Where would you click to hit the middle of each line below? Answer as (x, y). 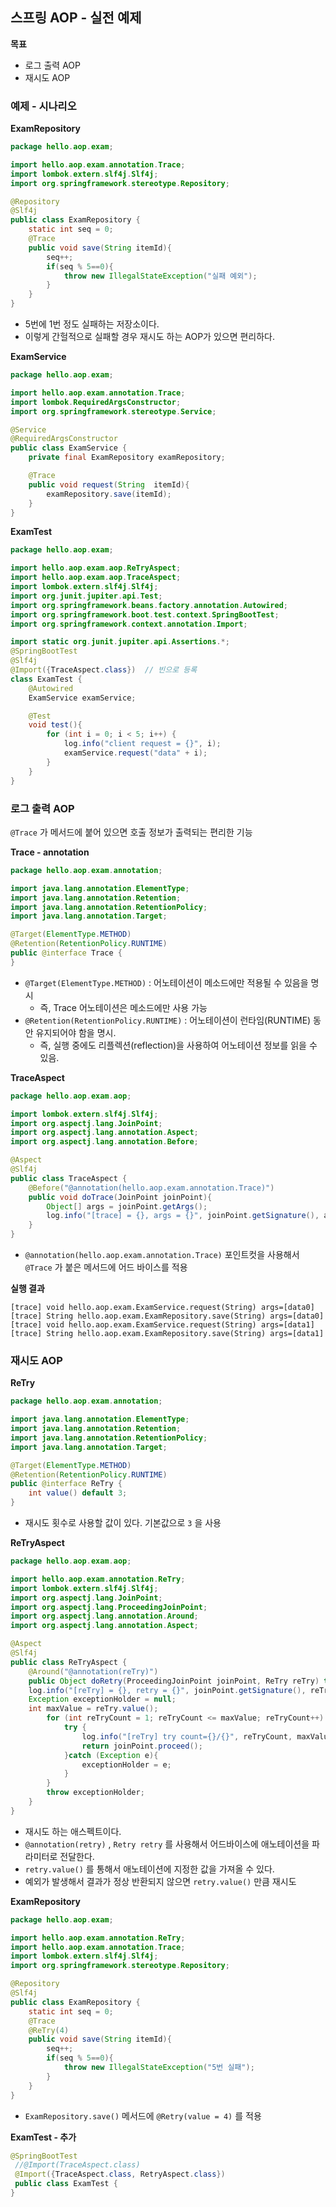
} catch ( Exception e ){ (111, 1755)
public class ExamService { (69, 448)
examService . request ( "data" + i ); (135, 753)
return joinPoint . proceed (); (142, 1746)
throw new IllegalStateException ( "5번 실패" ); (159, 2068)
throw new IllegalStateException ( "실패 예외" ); (160, 276)
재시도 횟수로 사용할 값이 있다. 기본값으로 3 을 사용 (123, 1523)
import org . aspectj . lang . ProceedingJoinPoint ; (109, 1607)
